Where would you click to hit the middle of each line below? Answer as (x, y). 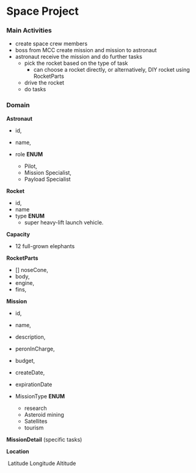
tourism (34, 428)
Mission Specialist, (48, 172)
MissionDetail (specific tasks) (44, 439)
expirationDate (34, 384)
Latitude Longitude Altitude (42, 463)
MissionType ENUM (40, 396)
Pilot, (31, 166)
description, (30, 337)
